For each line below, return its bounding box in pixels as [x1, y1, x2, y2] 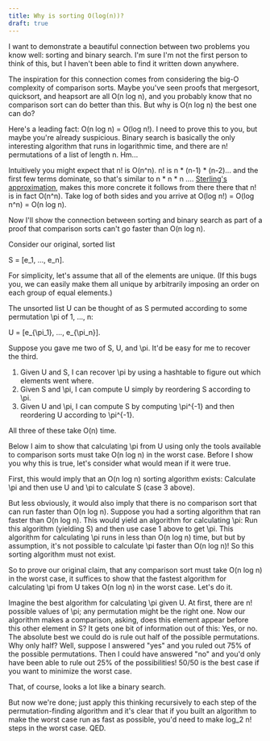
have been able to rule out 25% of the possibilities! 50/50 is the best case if [8, 657, 260, 667]
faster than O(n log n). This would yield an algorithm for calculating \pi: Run [8, 515, 258, 524]
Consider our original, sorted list [8, 239, 115, 249]
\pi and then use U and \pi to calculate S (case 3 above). [8, 482, 195, 492]
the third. [8, 351, 39, 361]
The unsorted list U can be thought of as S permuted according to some [8, 303, 247, 313]
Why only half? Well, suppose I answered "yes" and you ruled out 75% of [8, 640, 251, 650]
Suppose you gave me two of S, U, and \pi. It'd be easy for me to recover [8, 343, 251, 353]
